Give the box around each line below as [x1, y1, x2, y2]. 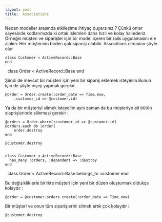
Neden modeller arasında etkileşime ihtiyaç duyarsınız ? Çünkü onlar [5, 25, 143, 31]
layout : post [5, 7, 32, 12]
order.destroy [14, 128, 42, 133]
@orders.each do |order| [5, 124, 56, 129]
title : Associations [5, 12, 49, 17]
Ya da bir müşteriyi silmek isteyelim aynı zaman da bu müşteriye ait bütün [5, 105, 152, 111]
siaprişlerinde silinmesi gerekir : [5, 110, 69, 116]
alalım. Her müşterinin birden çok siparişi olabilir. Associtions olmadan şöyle [5, 40, 158, 46]
